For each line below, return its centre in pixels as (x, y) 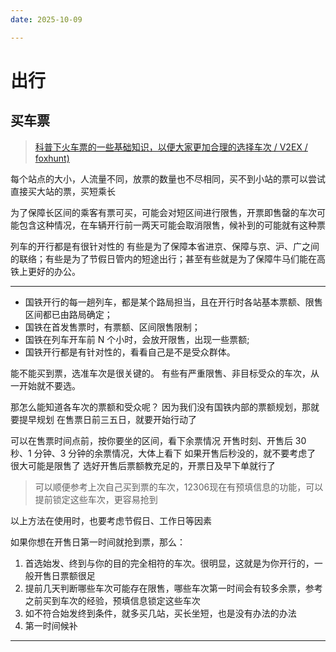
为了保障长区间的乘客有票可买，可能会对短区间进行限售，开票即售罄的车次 (163, 212)
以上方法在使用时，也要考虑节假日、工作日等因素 (111, 520)
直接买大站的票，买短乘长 (63, 191)
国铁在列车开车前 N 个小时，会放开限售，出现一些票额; (137, 339)
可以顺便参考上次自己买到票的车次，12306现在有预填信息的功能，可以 (179, 487)
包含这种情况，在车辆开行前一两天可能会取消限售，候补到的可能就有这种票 (172, 225)
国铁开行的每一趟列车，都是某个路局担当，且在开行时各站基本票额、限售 (173, 302)
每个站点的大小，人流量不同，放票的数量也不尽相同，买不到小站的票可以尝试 (168, 178)
